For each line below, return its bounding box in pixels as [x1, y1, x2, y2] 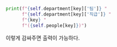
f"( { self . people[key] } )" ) [21, 22, 87, 28]
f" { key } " [21, 17, 46, 23]
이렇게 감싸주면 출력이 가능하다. [5, 34, 80, 42]
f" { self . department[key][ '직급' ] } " [21, 11, 112, 17]
